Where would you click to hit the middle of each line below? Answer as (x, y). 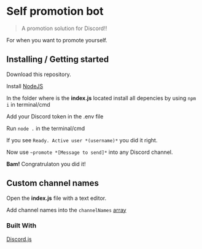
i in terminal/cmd (28, 104)
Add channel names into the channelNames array (67, 210)
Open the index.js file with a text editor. (56, 198)
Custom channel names (53, 183)
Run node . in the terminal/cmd (46, 128)
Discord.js (19, 239)
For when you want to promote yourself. (57, 40)
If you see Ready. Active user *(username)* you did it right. (82, 140)
